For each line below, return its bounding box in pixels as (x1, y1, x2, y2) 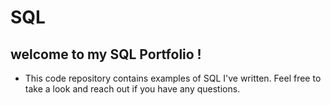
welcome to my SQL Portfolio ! (10, 46, 202, 63)
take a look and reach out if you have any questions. (24, 83, 241, 95)
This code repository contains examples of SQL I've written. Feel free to (24, 72, 322, 84)
